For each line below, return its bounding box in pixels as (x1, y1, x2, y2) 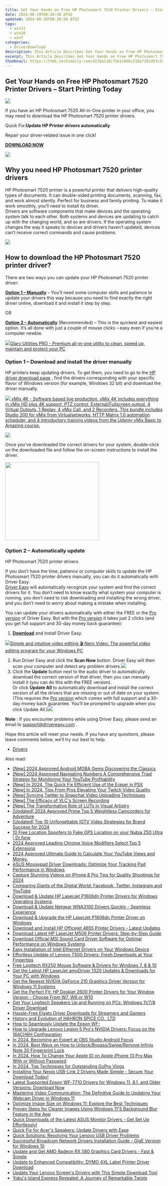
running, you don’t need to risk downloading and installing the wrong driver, (5, 595, 161, 601)
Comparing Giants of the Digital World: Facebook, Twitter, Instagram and (12, 883, 162, 889)
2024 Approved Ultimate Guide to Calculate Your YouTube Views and (12, 851, 155, 857)
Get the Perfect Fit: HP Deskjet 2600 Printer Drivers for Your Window (12, 989, 154, 995)
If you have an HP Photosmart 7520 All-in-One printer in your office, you (5, 108, 154, 114)
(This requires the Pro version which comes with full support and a (12, 695, 150, 701)
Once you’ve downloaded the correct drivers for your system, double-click (5, 441, 159, 447)
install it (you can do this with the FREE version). (12, 679, 112, 686)
